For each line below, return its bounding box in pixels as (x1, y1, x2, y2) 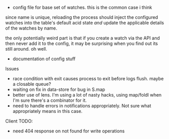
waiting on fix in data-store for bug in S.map (12, 86, 105, 92)
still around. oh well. (5, 46, 47, 52)
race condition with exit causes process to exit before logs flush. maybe (12, 76, 164, 81)
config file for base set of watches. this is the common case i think (12, 5, 152, 10)
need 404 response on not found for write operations (12, 128, 125, 134)
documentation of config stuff (12, 56, 76, 62)
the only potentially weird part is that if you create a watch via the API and (5, 35, 160, 41)
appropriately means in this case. (12, 108, 83, 114)
